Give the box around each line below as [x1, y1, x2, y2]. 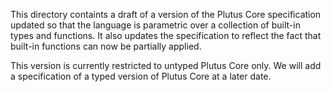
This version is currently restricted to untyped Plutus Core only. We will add [10, 60, 322, 71]
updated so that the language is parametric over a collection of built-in [10, 19, 301, 31]
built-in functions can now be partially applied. [10, 40, 202, 52]
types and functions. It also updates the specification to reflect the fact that [10, 30, 322, 41]
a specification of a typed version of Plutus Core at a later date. [10, 70, 272, 82]
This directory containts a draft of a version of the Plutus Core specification [10, 9, 322, 20]
